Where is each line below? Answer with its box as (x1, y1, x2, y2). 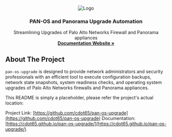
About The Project (5, 55, 65, 64)
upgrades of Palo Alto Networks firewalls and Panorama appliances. (5, 85, 149, 91)
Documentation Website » (57, 40, 115, 46)
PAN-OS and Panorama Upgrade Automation (29, 18, 143, 25)
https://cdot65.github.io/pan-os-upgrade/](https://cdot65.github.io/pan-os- (7, 121, 167, 127)
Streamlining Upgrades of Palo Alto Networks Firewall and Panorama (13, 30, 159, 36)
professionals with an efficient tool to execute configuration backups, (5, 74, 152, 80)
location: (5, 100, 24, 106)
